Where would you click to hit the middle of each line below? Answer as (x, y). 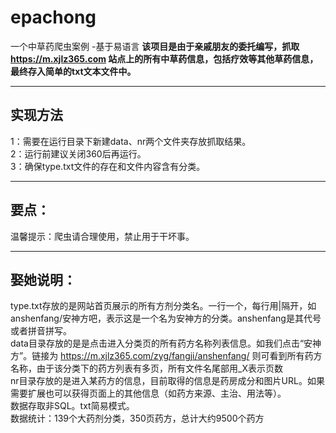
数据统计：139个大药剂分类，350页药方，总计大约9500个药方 (137, 418)
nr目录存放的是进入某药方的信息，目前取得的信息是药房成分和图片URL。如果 (167, 381)
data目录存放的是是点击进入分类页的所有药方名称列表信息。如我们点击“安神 (166, 343)
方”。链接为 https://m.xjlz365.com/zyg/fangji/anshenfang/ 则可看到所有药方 (166, 356)
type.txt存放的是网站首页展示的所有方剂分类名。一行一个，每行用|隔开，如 (163, 306)
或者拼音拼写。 (41, 331)
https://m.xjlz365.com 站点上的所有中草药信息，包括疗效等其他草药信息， (164, 58)
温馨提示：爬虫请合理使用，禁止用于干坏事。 (102, 236)
